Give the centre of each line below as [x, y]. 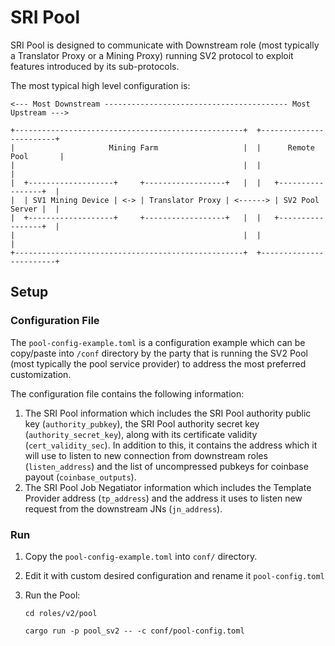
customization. [41, 374]
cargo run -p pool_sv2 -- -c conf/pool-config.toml [134, 631]
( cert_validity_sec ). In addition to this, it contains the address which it [171, 445]
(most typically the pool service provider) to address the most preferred [158, 363]
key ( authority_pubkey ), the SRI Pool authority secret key [142, 423]
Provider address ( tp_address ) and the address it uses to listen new [163, 498]
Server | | [35, 209]
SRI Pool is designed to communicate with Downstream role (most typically [165, 45]
